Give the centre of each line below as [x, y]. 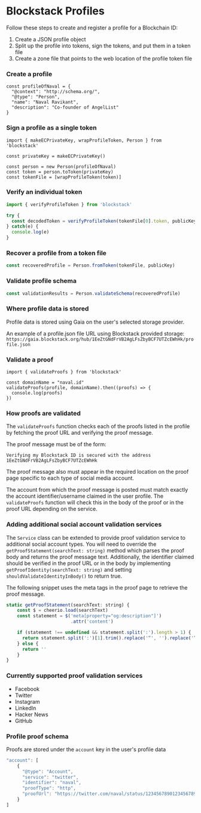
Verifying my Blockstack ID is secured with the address [79, 455]
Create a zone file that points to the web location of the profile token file [103, 58]
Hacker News [32, 714]
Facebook [27, 689]
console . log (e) [31, 232]
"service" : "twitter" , [50, 777]
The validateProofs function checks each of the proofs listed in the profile [98, 426]
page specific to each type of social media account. [70, 478]
